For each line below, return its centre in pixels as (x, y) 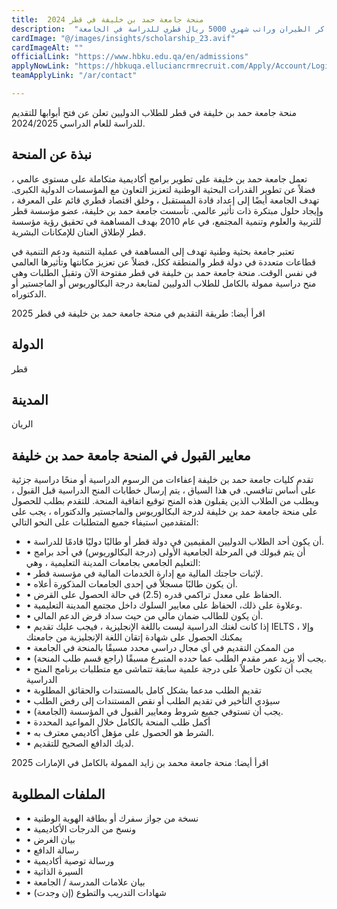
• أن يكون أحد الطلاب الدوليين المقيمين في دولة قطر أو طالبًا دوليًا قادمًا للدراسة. (175, 542)
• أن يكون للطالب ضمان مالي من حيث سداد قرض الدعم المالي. (144, 616)
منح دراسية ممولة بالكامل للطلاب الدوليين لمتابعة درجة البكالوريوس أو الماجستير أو (164, 283)
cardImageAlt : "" (47, 47)
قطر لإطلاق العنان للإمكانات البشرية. (79, 232)
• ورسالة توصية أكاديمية (70, 860)
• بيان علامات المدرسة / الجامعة (85, 882)
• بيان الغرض (50, 839)
